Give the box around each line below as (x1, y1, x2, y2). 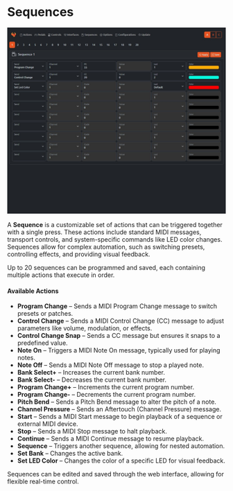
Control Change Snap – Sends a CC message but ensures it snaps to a (17, 332, 221, 340)
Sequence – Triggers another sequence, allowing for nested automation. (17, 442, 225, 450)
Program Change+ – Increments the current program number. (17, 383, 195, 391)
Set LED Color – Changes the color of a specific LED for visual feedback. (17, 456, 225, 465)
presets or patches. (17, 310, 74, 318)
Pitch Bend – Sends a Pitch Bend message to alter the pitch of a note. (17, 398, 217, 406)
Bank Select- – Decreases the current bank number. (17, 375, 167, 384)
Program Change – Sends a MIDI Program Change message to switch (17, 302, 217, 310)
